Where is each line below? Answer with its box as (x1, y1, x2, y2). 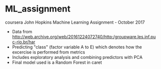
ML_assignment (5, 3, 71, 14)
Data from (12, 28, 32, 34)
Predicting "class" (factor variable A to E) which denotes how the (12, 44, 142, 50)
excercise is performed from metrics (12, 49, 85, 55)
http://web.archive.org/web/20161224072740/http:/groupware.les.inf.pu (12, 34, 156, 40)
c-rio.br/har (12, 39, 35, 44)
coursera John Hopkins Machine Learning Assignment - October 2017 (5, 19, 145, 25)
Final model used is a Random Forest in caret (12, 59, 102, 65)
